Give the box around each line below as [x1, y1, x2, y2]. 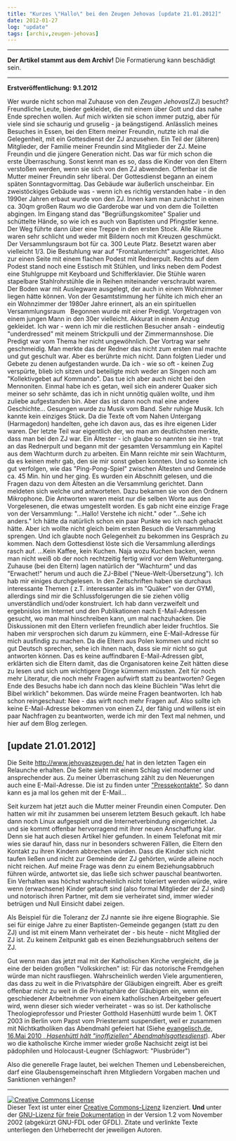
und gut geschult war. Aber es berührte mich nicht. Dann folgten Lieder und [7, 352, 226, 360]
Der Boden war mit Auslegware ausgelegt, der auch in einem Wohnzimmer [7, 285, 223, 293]
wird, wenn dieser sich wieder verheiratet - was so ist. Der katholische [7, 1002, 211, 1011]
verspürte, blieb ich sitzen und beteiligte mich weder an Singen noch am [7, 367, 216, 376]
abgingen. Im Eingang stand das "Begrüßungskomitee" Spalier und [7, 209, 201, 219]
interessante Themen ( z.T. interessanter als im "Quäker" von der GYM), [7, 585, 216, 593]
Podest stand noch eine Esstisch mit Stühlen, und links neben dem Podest [7, 262, 222, 271]
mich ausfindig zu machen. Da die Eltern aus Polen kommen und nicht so [7, 637, 219, 645]
